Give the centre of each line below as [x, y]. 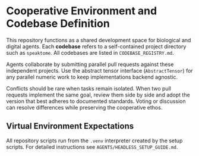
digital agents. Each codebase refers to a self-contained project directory [96, 46]
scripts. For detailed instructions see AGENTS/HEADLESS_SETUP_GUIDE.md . [92, 146]
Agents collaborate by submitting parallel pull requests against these [90, 64]
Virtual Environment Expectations [70, 126]
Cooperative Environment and [82, 11]
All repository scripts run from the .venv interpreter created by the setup [94, 141]
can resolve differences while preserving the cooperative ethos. [84, 107]
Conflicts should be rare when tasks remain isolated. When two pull [89, 88]
